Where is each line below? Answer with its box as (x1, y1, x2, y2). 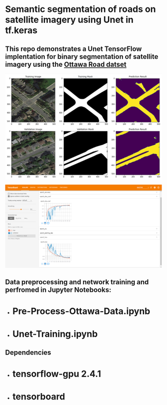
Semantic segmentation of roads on (5, 3, 156, 15)
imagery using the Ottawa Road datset (5, 60, 127, 68)
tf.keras (5, 25, 38, 36)
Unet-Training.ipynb (12, 328, 98, 340)
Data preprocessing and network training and (5, 278, 149, 286)
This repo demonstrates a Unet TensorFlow (5, 44, 142, 53)
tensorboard (12, 391, 66, 402)
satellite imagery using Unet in (5, 14, 134, 25)
